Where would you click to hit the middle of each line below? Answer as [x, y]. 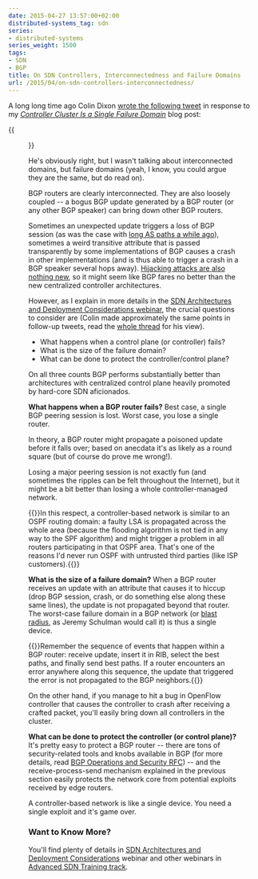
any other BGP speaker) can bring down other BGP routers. [126, 210]
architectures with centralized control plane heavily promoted [129, 383]
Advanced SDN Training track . [78, 866]
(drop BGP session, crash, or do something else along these [127, 596]
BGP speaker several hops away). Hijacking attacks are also [127, 268]
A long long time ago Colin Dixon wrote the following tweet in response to [129, 106]
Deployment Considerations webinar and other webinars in [125, 858]
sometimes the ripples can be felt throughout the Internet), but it [134, 480]
